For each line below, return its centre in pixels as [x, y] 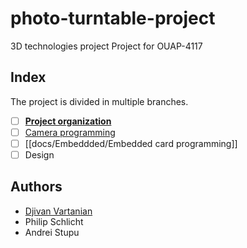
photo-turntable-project [113, 18]
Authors [36, 187]
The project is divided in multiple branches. [99, 101]
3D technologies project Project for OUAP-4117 [106, 46]
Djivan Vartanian [58, 211]
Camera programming [70, 132]
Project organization [68, 121]
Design [39, 154]
